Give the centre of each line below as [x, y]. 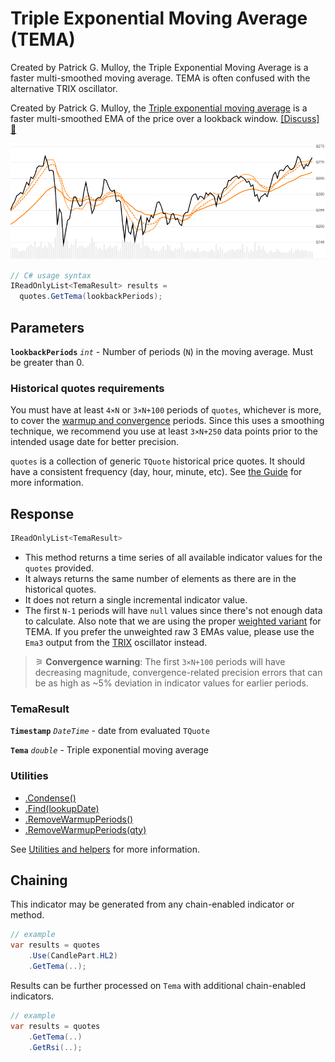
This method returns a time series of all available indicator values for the [173, 557]
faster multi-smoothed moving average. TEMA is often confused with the [160, 78]
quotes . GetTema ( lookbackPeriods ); [91, 297]
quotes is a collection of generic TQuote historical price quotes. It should [158, 461]
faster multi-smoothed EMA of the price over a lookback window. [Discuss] [165, 118]
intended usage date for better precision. [95, 442]
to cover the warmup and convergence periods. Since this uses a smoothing [167, 421]
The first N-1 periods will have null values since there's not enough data [173, 610]
